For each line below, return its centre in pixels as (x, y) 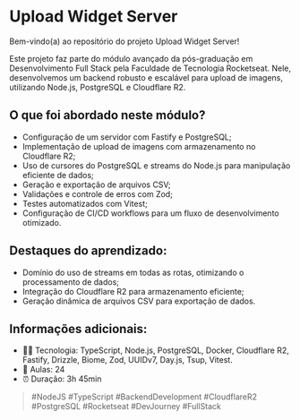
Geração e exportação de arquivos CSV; (97, 184)
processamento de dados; (70, 282)
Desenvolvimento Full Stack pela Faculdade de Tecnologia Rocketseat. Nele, (150, 68)
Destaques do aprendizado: (88, 251)
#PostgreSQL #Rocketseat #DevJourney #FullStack (126, 407)
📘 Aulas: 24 (43, 370)
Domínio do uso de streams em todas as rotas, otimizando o (133, 272)
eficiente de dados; (58, 175)
